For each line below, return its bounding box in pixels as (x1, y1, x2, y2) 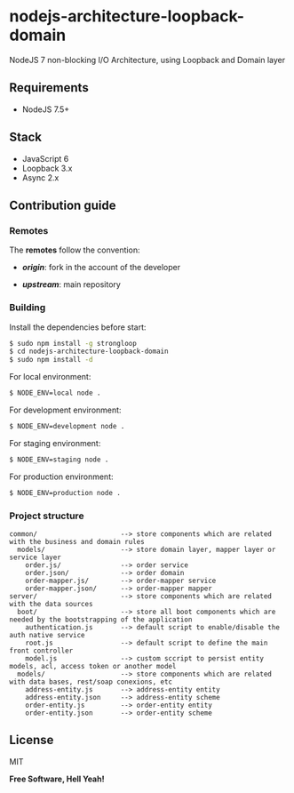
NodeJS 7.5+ (21, 104, 69, 115)
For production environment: (9, 471, 114, 482)
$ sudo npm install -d (9, 356, 93, 364)
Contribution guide (9, 197, 116, 212)
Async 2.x (21, 172, 60, 183)
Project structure (9, 509, 84, 522)
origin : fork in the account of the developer (21, 262, 180, 273)
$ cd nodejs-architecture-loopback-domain (9, 347, 169, 356)
